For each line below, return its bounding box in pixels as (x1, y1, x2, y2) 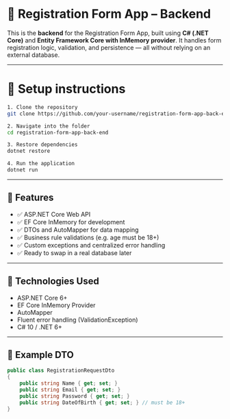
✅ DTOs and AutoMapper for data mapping (16, 226, 139, 234)
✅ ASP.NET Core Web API (16, 210, 91, 218)
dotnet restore (7, 147, 51, 155)
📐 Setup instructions (7, 82, 126, 97)
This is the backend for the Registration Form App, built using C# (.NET (7, 29, 209, 37)
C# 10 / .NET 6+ (16, 322, 63, 331)
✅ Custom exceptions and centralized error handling (16, 241, 166, 249)
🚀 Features (7, 192, 54, 204)
